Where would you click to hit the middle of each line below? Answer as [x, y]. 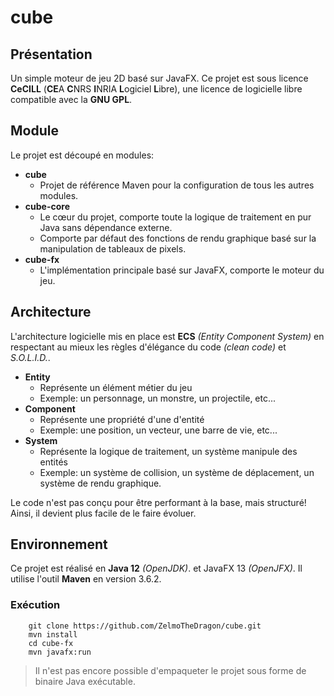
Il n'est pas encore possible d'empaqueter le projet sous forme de [170, 670]
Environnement [59, 544]
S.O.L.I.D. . [30, 357]
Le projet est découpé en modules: [82, 155]
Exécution [35, 605]
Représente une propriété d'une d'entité [122, 419]
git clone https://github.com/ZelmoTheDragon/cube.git [145, 626]
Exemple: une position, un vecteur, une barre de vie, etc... [158, 430]
